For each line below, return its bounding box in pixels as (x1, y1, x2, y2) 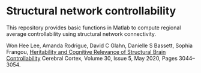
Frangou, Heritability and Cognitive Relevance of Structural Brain (6, 48, 166, 55)
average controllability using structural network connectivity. (6, 30, 157, 37)
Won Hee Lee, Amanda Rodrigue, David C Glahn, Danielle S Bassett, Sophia (6, 42, 193, 49)
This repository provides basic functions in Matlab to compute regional (6, 24, 181, 31)
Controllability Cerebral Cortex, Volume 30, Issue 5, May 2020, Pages (6, 54, 178, 62)
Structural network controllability (6, 4, 176, 18)
